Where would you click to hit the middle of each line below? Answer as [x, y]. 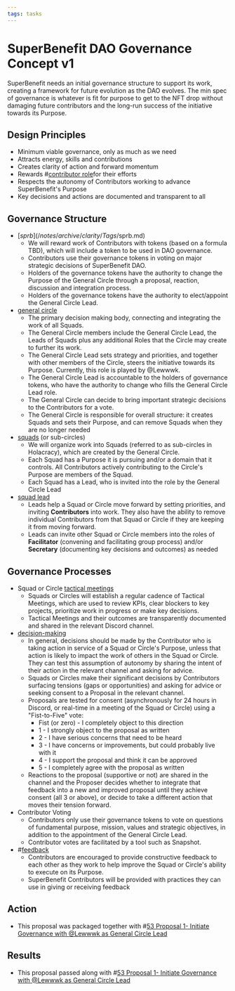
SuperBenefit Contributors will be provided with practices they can [124, 880]
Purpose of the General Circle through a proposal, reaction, [114, 280]
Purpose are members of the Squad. [80, 474]
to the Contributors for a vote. [71, 408]
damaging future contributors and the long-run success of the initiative [110, 105]
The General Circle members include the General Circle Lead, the [122, 333]
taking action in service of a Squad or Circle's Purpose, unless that [124, 648]
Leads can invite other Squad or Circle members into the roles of [121, 534]
